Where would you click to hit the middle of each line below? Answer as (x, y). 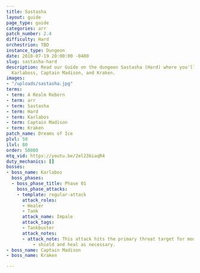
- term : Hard (22, 111)
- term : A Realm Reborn (36, 95)
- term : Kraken (25, 128)
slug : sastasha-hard (32, 61)
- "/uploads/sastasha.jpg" (40, 84)
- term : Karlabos (28, 117)
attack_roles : (40, 200)
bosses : (16, 167)
